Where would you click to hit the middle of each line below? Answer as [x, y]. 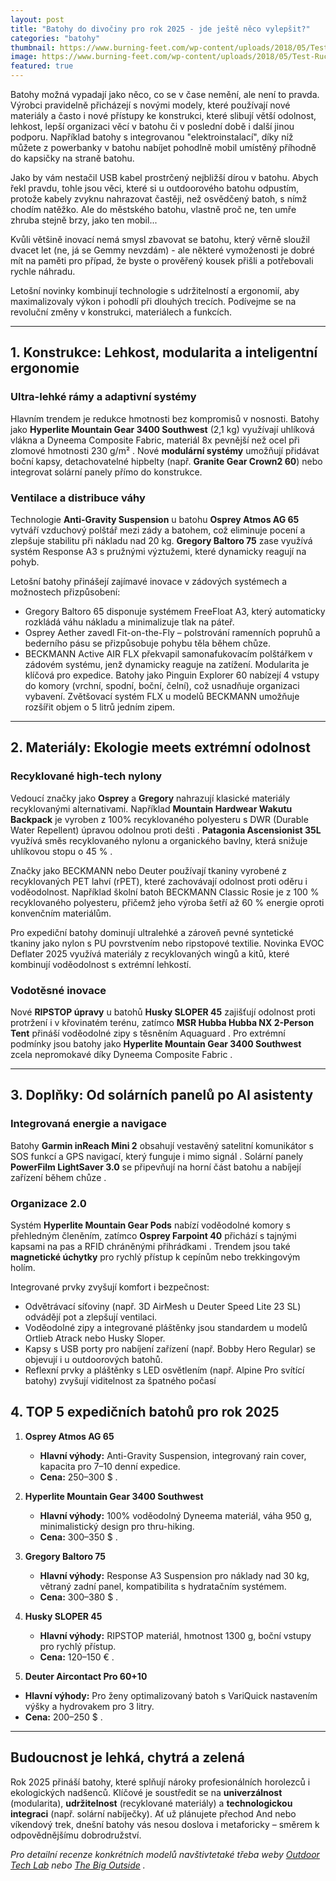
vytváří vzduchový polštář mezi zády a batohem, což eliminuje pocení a [158, 530]
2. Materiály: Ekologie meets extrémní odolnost [160, 747]
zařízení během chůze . [58, 1177]
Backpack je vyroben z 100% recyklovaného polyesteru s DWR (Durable [159, 819]
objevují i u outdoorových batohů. [93, 1359]
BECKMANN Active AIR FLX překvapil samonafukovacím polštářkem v [168, 653]
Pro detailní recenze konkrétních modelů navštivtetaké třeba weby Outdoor [165, 1854]
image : [24, 57]
